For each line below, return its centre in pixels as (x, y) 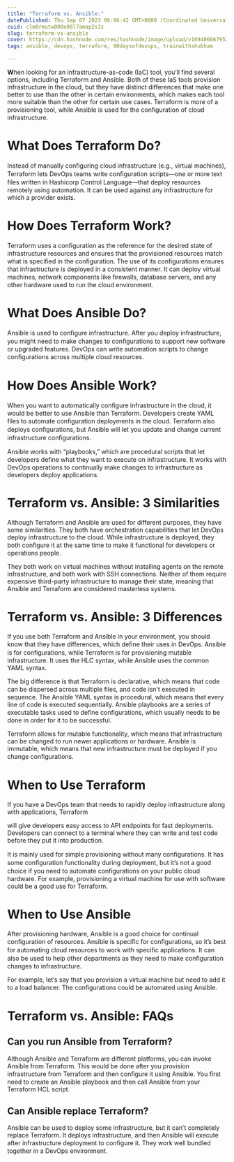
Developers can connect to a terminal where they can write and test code (112, 833)
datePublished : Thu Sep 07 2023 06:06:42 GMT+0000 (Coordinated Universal (118, 20)
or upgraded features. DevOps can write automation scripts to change (108, 349)
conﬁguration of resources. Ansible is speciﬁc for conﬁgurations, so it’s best (117, 941)
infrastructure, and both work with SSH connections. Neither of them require (117, 574)
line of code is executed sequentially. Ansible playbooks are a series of (109, 704)
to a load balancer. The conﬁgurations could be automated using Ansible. (112, 987)
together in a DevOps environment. (57, 1151)
